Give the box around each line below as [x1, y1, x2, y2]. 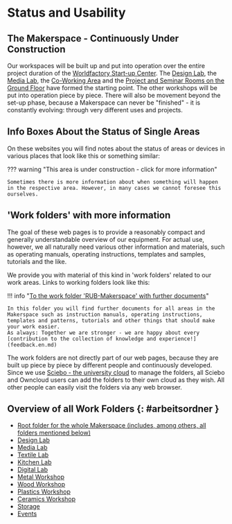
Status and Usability [7, 5, 126, 21]
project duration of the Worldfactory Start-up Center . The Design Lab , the [7, 69, 217, 77]
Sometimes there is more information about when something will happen [7, 178, 218, 185]
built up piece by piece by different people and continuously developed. [7, 360, 213, 369]
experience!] [159, 335, 197, 342]
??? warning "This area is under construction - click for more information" [7, 165, 217, 173]
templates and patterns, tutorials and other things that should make [7, 317, 215, 324]
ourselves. [7, 191, 39, 198]
